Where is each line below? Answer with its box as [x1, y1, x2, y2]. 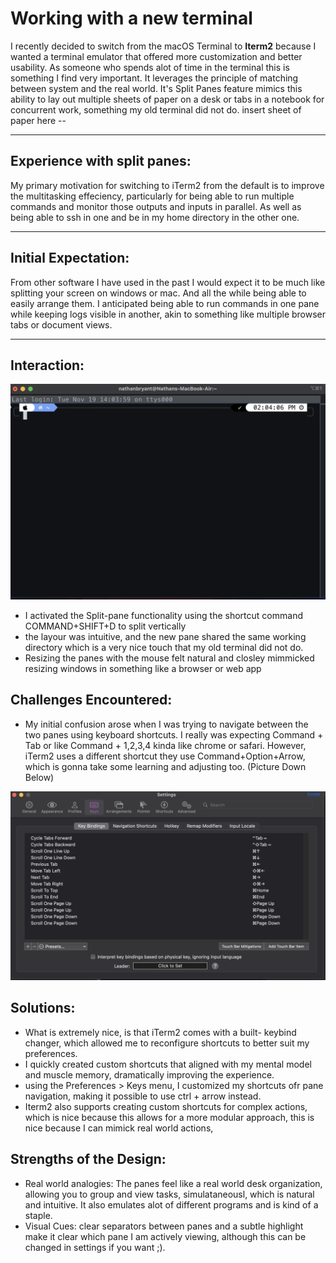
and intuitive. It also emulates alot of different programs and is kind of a [24, 1198, 319, 1211]
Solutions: [10, 1000, 76, 1017]
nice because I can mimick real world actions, [24, 1122, 214, 1134]
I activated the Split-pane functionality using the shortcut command [24, 609, 303, 621]
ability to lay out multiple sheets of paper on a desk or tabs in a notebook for [10, 93, 325, 105]
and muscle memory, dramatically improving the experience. [24, 1068, 275, 1081]
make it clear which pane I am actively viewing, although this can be [24, 1230, 307, 1242]
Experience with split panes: [10, 153, 192, 170]
